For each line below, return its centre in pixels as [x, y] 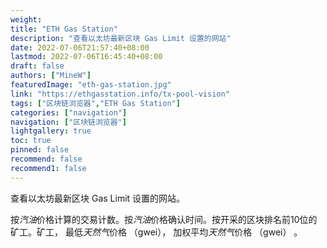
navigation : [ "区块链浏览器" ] [68, 122]
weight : [26, 19]
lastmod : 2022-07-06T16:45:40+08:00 [86, 57]
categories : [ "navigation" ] [69, 112]
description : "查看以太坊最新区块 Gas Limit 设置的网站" [121, 38]
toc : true [31, 141]
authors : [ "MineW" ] [51, 76]
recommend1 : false [48, 168]
